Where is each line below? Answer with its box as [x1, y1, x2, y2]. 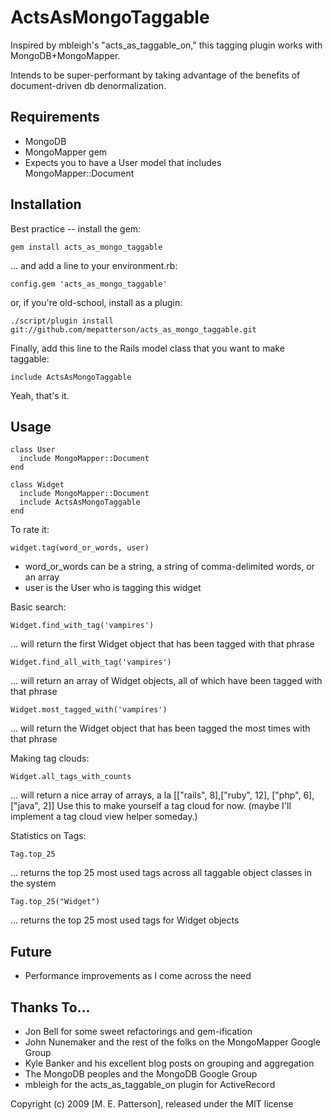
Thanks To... [10, 999, 91, 1016]
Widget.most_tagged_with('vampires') [10, 705, 168, 715]
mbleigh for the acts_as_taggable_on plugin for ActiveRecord [24, 1079, 276, 1090]
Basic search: [10, 601, 67, 613]
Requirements [10, 109, 100, 126]
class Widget [10, 480, 65, 490]
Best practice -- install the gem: [10, 222, 142, 235]
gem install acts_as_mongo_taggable [10, 242, 163, 252]
